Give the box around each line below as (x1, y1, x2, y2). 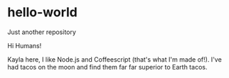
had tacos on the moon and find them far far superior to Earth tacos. (7, 62, 208, 71)
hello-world (7, 4, 78, 21)
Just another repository (7, 28, 77, 36)
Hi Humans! (7, 41, 42, 50)
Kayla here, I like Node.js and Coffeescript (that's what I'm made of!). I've (7, 55, 222, 64)
